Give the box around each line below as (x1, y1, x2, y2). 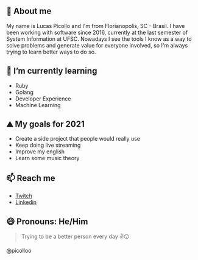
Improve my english (15, 148, 65, 155)
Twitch (15, 192, 32, 200)
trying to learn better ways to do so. (6, 48, 96, 55)
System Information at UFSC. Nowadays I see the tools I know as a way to (6, 35, 192, 43)
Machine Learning (15, 101, 61, 108)
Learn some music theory (15, 155, 80, 162)
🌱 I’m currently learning (6, 66, 97, 76)
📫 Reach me (6, 173, 56, 183)
